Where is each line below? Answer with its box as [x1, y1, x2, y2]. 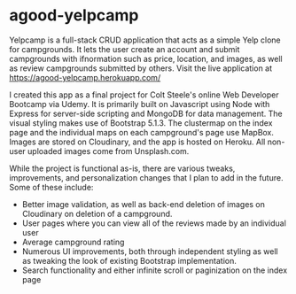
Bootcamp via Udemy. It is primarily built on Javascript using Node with [9, 98, 270, 109]
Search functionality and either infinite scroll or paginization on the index [21, 265, 288, 275]
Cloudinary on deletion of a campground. [21, 208, 173, 219]
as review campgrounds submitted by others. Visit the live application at [9, 63, 273, 73]
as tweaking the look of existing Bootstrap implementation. [21, 255, 237, 266]
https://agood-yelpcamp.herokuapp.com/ [9, 72, 161, 82]
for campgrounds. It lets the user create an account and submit [9, 43, 240, 54]
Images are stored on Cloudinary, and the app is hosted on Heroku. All [9, 136, 266, 147]
